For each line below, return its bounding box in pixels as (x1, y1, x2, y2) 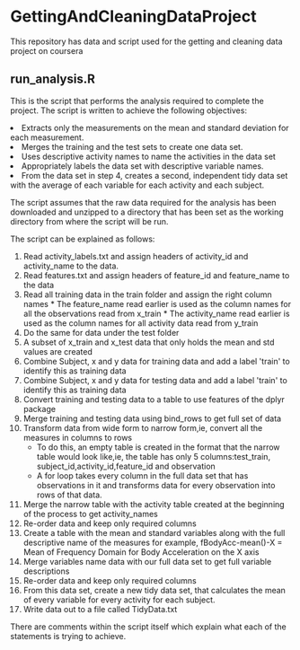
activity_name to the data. (22, 260, 119, 271)
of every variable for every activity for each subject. (22, 594, 216, 605)
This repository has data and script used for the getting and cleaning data (10, 36, 283, 47)
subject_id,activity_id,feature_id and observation (36, 461, 216, 471)
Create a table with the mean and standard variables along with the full (22, 527, 286, 538)
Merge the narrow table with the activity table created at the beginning (22, 498, 286, 509)
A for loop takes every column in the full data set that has (36, 470, 249, 481)
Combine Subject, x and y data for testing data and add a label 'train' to (22, 374, 288, 385)
